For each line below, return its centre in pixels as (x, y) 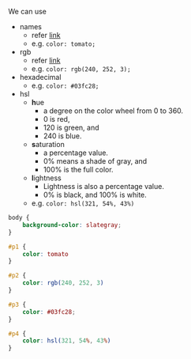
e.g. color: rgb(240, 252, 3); (81, 69)
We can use (28, 11)
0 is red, (56, 119)
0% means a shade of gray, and (95, 161)
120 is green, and (71, 127)
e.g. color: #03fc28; (65, 85)
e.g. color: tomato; (64, 43)
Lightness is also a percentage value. (103, 186)
